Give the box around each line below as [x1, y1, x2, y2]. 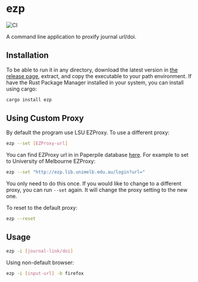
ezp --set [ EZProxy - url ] [6, 141, 68, 147]
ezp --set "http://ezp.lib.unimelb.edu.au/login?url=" [6, 169, 146, 175]
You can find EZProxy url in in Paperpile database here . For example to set [6, 151, 189, 159]
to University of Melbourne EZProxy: [6, 157, 95, 165]
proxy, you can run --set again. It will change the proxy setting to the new [6, 187, 188, 194]
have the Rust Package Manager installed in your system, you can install [6, 79, 184, 86]
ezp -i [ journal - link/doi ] [6, 248, 73, 254]
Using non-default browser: [6, 259, 75, 266]
